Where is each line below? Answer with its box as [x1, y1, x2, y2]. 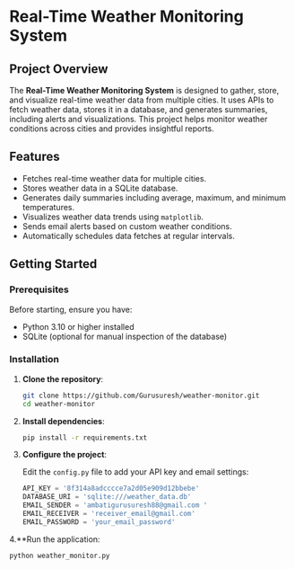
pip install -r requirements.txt [22, 433, 148, 442]
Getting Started [9, 256, 98, 271]
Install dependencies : [22, 415, 105, 426]
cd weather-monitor [22, 399, 96, 408]
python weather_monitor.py [9, 551, 110, 560]
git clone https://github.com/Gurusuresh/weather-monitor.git [22, 391, 260, 400]
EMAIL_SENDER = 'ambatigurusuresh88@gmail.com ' [22, 501, 208, 510]
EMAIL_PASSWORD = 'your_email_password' [22, 517, 176, 527]
